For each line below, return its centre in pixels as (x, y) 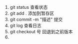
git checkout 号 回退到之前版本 (41, 32)
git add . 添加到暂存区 (32, 13)
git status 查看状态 (29, 7)
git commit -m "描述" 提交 (36, 19)
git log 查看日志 (26, 25)
